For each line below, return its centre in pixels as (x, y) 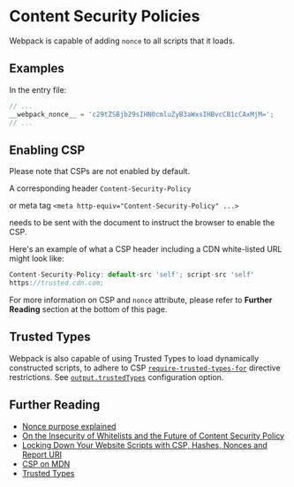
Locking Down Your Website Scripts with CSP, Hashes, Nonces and (144, 445)
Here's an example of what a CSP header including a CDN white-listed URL (146, 249)
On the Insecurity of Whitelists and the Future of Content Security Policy (153, 436)
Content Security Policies (105, 16)
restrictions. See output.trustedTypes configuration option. (117, 377)
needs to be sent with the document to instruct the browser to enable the (142, 223)
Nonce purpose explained (69, 426)
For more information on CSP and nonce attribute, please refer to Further (141, 300)
